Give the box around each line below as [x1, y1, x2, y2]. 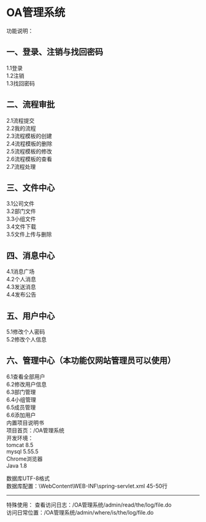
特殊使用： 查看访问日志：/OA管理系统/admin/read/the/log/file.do [6, 501, 172, 508]
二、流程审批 [6, 99, 55, 110]
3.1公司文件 [6, 200, 35, 208]
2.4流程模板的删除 [6, 139, 53, 147]
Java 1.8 [6, 462, 28, 469]
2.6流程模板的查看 [6, 155, 52, 163]
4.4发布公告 [6, 291, 37, 298]
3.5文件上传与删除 [6, 231, 52, 238]
